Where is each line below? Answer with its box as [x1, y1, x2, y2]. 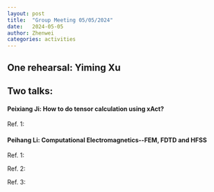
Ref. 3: [7, 178, 26, 186]
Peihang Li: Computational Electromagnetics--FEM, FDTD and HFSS [7, 136, 207, 144]
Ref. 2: [7, 164, 26, 173]
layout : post [7, 10, 45, 17]
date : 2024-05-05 [7, 23, 64, 30]
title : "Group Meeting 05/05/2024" [7, 17, 113, 24]
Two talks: [7, 85, 53, 97]
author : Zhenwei [7, 29, 54, 37]
